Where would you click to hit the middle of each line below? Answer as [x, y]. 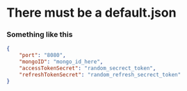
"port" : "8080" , [43, 56]
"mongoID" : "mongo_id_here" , [61, 62]
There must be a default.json [91, 13]
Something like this [40, 35]
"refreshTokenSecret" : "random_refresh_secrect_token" [100, 74]
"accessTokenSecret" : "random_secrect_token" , [88, 68]
